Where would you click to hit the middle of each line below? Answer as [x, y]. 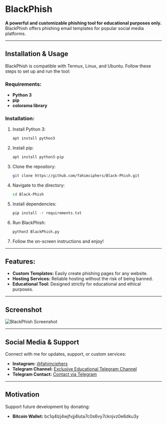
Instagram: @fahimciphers [40, 364]
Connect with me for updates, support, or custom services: [66, 354]
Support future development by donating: [48, 407]
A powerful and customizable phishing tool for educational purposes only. [83, 23]
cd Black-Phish [28, 194]
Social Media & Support [42, 342]
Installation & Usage [37, 54]
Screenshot [24, 310]
